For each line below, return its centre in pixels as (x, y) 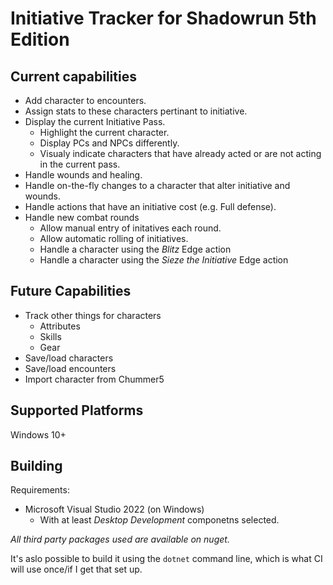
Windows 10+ (38, 434)
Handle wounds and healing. (83, 175)
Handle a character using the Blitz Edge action (135, 249)
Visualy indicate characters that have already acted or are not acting (180, 153)
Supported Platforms (77, 410)
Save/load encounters (70, 368)
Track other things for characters (93, 315)
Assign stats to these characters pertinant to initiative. (136, 111)
